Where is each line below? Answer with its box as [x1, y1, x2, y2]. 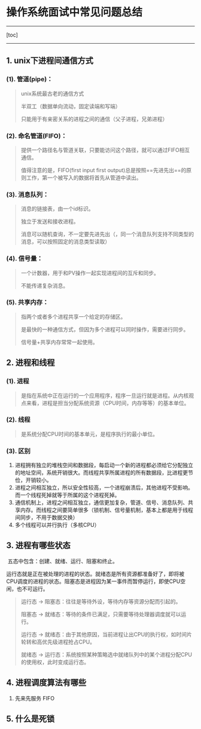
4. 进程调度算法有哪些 [6, 678, 87, 688]
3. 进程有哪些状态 [6, 541, 71, 551]
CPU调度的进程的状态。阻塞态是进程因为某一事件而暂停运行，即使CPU [6, 578, 181, 585]
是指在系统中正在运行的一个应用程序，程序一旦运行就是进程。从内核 [20, 392, 189, 399]
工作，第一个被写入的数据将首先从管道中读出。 [26, 174, 142, 181]
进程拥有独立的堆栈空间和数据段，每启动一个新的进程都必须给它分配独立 [14, 462, 193, 469]
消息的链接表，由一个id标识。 [20, 205, 94, 212]
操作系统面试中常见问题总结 [6, 5, 143, 19]
